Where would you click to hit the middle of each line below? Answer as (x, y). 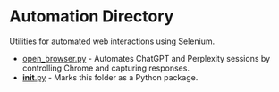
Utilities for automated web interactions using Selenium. (112, 41)
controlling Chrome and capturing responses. (106, 68)
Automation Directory (92, 17)
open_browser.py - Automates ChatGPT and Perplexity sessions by (146, 58)
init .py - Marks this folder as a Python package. (110, 77)
